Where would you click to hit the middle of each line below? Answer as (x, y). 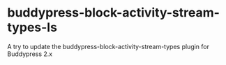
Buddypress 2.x (30, 54)
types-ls (32, 27)
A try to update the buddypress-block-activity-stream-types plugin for (108, 46)
